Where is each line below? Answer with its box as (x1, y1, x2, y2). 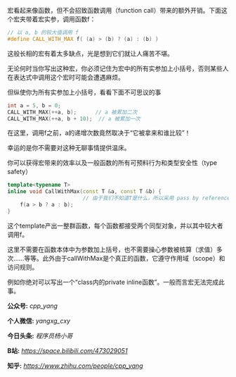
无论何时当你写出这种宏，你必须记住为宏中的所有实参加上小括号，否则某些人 (7, 64, 229, 73)
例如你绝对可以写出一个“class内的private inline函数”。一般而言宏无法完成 (7, 278, 219, 286)
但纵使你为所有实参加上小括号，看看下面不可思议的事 (7, 87, 162, 97)
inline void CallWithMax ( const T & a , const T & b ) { (7, 188, 162, 195)
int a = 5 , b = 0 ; (7, 101, 61, 109)
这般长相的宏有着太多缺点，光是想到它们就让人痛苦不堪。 (7, 49, 173, 58)
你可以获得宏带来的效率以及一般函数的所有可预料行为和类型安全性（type (7, 159, 218, 167)
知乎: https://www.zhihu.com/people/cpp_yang (7, 361, 143, 370)
